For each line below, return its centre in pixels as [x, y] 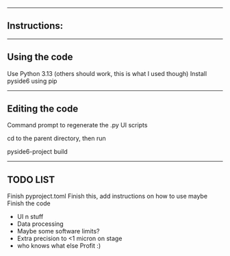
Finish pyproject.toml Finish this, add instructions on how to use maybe [107, 196]
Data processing [40, 224]
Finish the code [29, 203]
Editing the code [43, 109]
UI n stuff [30, 217]
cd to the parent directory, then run [56, 138]
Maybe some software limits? [59, 231]
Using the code [40, 57]
